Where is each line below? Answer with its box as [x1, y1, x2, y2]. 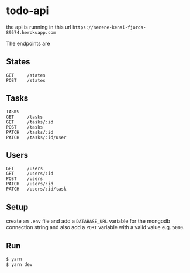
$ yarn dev [6, 261, 33, 267]
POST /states [6, 77, 46, 83]
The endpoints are [6, 40, 50, 47]
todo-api [6, 4, 49, 18]
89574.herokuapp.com [6, 29, 57, 36]
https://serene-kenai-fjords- [72, 25, 146, 30]
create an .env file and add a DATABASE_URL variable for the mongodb [6, 217, 171, 224]
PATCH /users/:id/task [6, 186, 67, 192]
